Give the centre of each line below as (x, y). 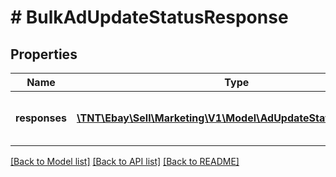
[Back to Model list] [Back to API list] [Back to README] (125, 161)
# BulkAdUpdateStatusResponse (149, 17)
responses (41, 118)
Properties (44, 54)
